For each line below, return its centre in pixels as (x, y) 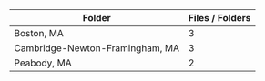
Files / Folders (219, 18)
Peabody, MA (43, 63)
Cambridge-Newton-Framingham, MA (97, 48)
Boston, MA (39, 33)
